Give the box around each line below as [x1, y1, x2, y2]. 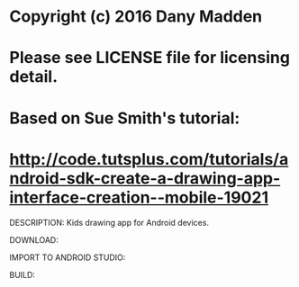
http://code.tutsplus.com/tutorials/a [9, 148, 289, 169]
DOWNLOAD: [9, 234, 59, 245]
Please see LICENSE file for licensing [9, 48, 291, 68]
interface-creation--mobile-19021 [9, 187, 268, 208]
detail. [9, 67, 59, 87]
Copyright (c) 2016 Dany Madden [9, 6, 263, 27]
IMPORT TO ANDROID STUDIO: [9, 252, 126, 263]
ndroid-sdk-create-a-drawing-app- [9, 168, 281, 188]
